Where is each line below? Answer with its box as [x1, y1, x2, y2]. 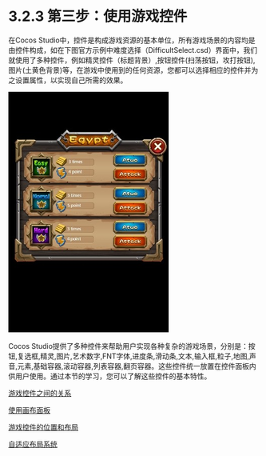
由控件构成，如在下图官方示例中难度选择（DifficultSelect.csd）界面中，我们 [8, 45, 258, 54]
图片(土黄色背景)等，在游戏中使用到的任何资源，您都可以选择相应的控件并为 [8, 65, 259, 74]
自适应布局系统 [8, 439, 58, 449]
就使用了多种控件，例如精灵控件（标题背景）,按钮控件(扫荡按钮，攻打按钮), [8, 55, 256, 65]
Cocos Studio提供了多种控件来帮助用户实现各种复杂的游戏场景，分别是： [8, 341, 249, 350]
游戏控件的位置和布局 [8, 422, 78, 432]
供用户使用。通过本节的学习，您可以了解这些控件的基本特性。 [8, 371, 212, 381]
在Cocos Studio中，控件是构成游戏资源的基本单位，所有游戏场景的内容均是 [8, 35, 256, 45]
